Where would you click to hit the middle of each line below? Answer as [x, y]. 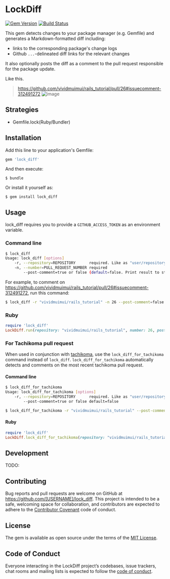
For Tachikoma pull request [39, 343]
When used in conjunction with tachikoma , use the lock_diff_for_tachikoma [84, 354]
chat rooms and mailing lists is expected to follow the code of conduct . [79, 571]
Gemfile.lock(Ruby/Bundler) [41, 122]
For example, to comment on [35, 282]
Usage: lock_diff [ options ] [35, 258]
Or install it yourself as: [29, 188]
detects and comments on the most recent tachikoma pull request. [74, 365]
